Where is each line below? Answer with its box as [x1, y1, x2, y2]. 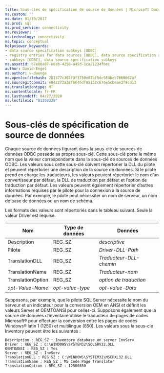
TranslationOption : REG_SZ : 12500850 [5, 363, 86, 369]
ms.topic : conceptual [5, 39, 49, 44]
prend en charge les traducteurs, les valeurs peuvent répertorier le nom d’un [5, 172, 159, 178]
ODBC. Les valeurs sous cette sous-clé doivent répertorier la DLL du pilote [5, 162, 155, 167]
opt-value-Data [99, 284, 137, 291]
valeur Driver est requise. [5, 212, 56, 218]
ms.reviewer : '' [5, 30, 38, 35]
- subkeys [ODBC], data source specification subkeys [5, 57, 117, 62]
